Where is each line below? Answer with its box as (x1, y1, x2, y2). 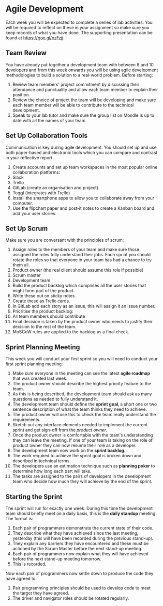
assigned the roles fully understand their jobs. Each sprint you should (12, 252, 151, 258)
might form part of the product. (12, 288, 75, 294)
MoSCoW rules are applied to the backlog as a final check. (12, 329, 130, 335)
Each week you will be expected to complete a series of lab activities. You (5, 19, 153, 25)
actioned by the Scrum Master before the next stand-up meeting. (12, 546, 143, 551)
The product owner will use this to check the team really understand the (12, 412, 156, 418)
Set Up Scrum (5, 224, 48, 233)
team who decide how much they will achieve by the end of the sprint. (12, 479, 153, 484)
